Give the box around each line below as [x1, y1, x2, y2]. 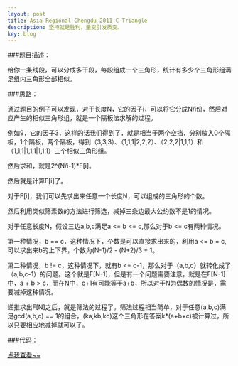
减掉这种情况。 [13, 288, 58, 296]
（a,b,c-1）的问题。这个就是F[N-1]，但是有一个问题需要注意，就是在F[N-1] [7, 270, 226, 279]
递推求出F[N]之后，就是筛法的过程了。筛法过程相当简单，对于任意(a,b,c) [7, 303, 220, 311]
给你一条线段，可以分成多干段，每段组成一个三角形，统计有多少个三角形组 [7, 65, 225, 75]
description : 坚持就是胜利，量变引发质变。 [7, 23, 123, 31]
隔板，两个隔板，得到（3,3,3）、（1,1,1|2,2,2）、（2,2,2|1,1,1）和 [28, 138, 204, 146]
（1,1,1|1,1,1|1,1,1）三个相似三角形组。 [7, 146, 111, 155]
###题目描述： [7, 50, 51, 59]
